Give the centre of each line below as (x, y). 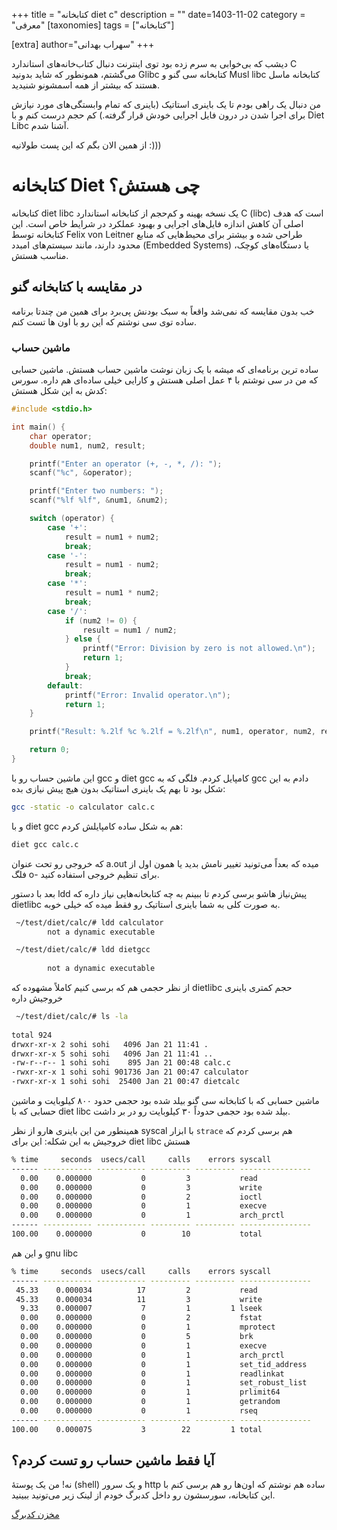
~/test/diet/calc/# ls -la (72, 1017)
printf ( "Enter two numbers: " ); (96, 491)
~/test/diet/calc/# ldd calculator (89, 922)
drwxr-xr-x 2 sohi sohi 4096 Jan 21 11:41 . (110, 1044)
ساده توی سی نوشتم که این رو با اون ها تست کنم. (104, 321)
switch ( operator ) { (72, 519)
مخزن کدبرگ (35, 1515)
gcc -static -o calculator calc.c (83, 807)
